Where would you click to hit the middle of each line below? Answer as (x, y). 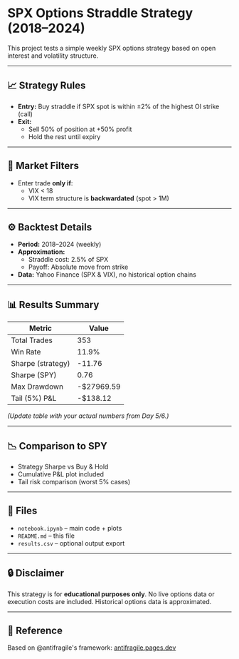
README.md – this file (46, 536)
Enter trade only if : (45, 183)
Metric (41, 328)
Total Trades (32, 340)
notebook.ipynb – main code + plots (70, 528)
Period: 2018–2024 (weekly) (59, 245)
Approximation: (41, 252)
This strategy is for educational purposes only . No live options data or (111, 594)
